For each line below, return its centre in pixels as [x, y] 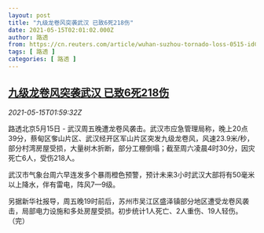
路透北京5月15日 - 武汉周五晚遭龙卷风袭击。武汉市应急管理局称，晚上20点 [128, 128]
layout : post [29, 15]
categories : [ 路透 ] [42, 60]
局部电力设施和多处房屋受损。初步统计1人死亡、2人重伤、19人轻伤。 [132, 211]
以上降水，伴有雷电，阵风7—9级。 [64, 184]
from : [17, 45]
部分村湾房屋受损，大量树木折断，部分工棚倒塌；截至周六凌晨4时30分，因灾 [132, 148]
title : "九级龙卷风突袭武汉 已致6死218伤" [71, 23]
